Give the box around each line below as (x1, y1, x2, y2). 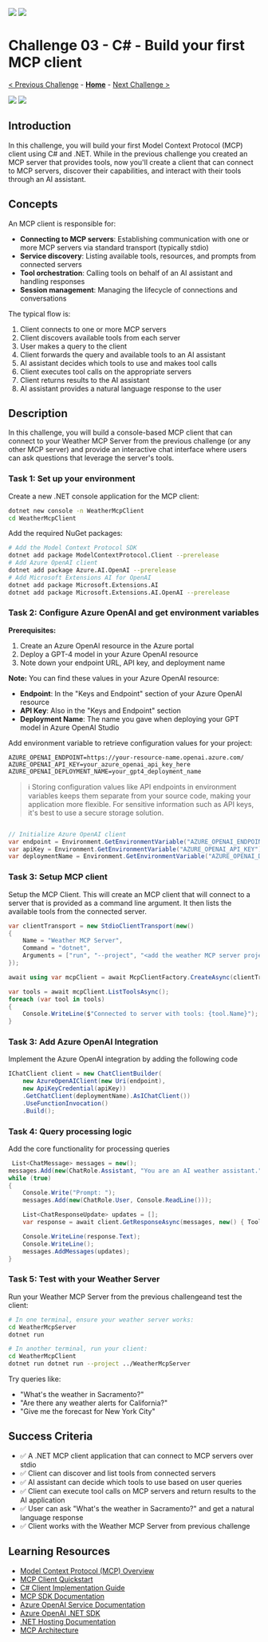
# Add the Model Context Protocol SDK (8, 544, 137, 552)
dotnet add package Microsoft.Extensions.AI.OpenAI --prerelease (8, 589, 230, 597)
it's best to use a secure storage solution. (27, 808, 164, 817)
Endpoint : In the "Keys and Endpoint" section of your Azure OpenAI (19, 688, 242, 698)
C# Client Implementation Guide (19, 1583, 125, 1593)
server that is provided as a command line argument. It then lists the (8, 898, 232, 908)
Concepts (8, 198, 58, 211)
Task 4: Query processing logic (8, 1125, 132, 1136)
